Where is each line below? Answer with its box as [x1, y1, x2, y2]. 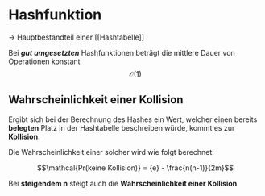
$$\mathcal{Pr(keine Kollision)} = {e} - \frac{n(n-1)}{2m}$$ [36, 163, 234, 173]
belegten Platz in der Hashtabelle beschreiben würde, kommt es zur [8, 123, 235, 132]
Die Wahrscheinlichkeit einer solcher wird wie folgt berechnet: [8, 147, 215, 156]
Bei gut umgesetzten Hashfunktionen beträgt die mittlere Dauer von [8, 48, 235, 57]
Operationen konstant [8, 56, 81, 66]
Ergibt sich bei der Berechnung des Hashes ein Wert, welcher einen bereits [8, 115, 258, 124]
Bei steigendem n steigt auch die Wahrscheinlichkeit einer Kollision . [8, 178, 239, 188]
